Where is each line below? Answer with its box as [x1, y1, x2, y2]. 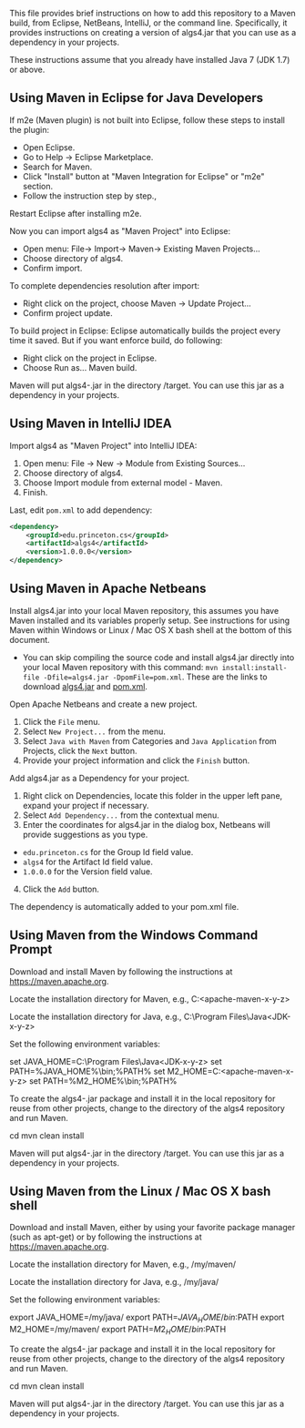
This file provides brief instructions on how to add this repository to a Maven [9, 8, 296, 18]
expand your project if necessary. [22, 800, 149, 811]
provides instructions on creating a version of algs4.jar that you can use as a [9, 27, 297, 37]
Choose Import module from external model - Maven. [22, 477, 223, 488]
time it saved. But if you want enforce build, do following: [9, 334, 223, 345]
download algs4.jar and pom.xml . [22, 680, 148, 691]
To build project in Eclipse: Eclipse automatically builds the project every [9, 325, 280, 336]
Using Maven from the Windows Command [9, 928, 259, 943]
